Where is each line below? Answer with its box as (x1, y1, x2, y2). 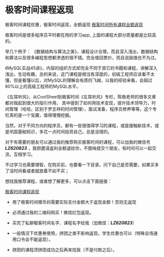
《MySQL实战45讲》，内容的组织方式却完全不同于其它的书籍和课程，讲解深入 (5, 65, 158, 71)
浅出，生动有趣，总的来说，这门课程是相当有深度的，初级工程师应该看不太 (5, 71, 155, 77)
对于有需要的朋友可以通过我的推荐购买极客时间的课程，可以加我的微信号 (5, 139, 150, 145)
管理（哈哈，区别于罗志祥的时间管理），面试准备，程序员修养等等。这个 (9, 106, 153, 112)
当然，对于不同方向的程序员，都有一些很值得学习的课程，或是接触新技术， (5, 122, 155, 128)
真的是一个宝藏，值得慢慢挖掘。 (9, 112, 74, 118)
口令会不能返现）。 (16, 236, 53, 242)
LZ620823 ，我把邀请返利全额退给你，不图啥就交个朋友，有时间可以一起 (5, 145, 152, 151)
